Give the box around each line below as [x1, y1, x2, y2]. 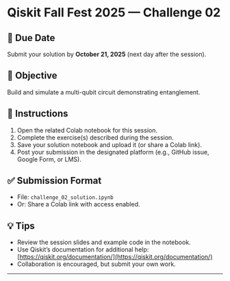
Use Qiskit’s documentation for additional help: [16, 245, 149, 254]
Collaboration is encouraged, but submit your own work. [16, 260, 176, 268]
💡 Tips [7, 220, 36, 232]
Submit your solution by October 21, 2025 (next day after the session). [7, 50, 207, 58]
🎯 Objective [7, 70, 57, 81]
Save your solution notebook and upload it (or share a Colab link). [16, 140, 202, 148]
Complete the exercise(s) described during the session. [16, 133, 175, 142]
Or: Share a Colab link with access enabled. [16, 200, 140, 209]
